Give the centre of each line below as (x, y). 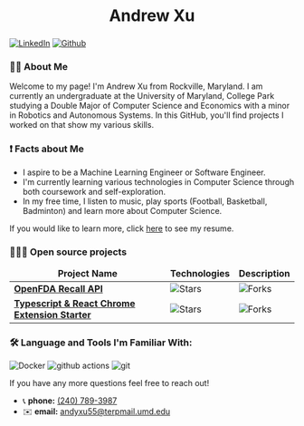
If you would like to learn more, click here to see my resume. (122, 228)
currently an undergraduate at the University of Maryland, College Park (142, 96)
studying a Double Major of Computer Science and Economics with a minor (150, 106)
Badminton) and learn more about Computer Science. (122, 210)
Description (264, 273)
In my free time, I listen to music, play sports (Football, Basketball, (145, 201)
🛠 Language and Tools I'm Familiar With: (101, 343)
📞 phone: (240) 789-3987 (70, 401)
